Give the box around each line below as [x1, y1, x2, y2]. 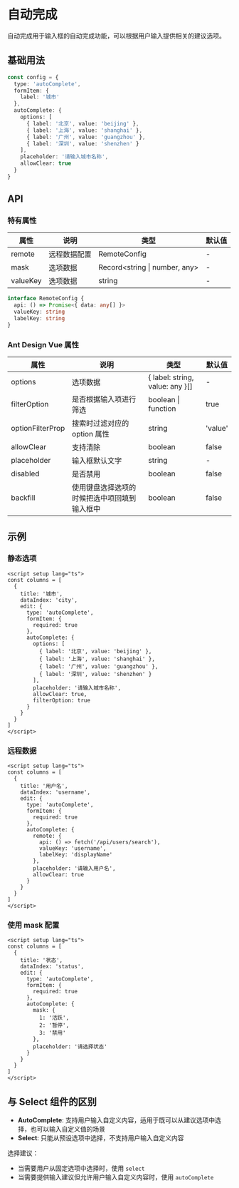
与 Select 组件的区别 [7, 1095, 97, 1107]
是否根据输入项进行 [72, 394, 137, 404]
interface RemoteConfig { [7, 295, 84, 302]
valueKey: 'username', [38, 845, 107, 852]
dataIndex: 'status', [20, 963, 84, 971]
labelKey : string [14, 315, 65, 322]
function [148, 404, 176, 414]
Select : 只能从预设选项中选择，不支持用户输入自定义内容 [17, 1134, 184, 1142]
